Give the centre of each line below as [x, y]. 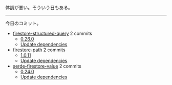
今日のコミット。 [23, 23]
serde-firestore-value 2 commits [47, 66]
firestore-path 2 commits [39, 50]
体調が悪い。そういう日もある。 [39, 7]
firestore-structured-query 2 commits [52, 33]
